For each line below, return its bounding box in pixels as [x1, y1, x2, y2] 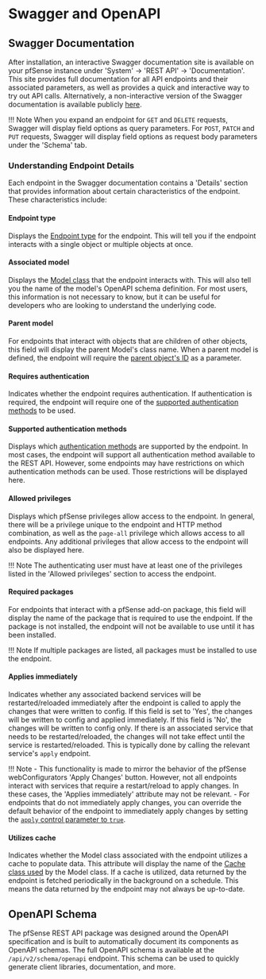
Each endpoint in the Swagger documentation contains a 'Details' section [8, 178, 249, 187]
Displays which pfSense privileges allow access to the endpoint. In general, [8, 511, 256, 521]
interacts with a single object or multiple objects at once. [8, 239, 194, 249]
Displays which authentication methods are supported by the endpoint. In [8, 441, 249, 451]
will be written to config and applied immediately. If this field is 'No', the [8, 715, 242, 724]
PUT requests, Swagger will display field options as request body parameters [8, 132, 258, 141]
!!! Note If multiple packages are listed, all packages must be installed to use [8, 645, 257, 655]
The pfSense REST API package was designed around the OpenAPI [8, 928, 229, 938]
